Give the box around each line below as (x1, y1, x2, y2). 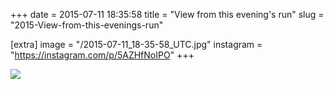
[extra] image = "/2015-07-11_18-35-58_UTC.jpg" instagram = (10, 39, 263, 50)
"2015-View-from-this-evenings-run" (10, 19, 164, 31)
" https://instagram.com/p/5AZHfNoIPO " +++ (10, 49, 195, 61)
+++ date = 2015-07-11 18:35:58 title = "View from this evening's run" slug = (10, 9, 325, 20)
